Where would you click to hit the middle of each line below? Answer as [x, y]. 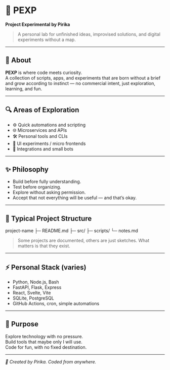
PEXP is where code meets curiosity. [44, 72]
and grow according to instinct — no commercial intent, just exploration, [80, 83]
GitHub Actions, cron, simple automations [56, 303]
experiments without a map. [47, 40]
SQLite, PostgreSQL [33, 298]
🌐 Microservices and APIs [40, 130]
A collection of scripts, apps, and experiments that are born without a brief [83, 78]
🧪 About [18, 60]
